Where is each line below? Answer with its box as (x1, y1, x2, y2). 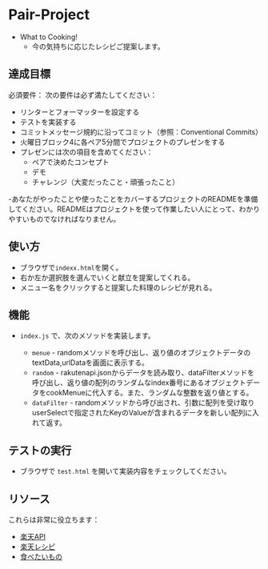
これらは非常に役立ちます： (8, 515, 100, 524)
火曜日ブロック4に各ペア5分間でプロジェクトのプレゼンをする (19, 137, 226, 146)
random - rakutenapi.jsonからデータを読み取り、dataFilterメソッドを (31, 368, 254, 378)
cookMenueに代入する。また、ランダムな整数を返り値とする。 (46, 388, 254, 398)
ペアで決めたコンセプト (31, 157, 110, 166)
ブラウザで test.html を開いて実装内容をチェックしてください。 (19, 467, 231, 476)
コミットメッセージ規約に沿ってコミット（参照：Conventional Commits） (19, 126, 262, 137)
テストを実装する (19, 117, 77, 126)
